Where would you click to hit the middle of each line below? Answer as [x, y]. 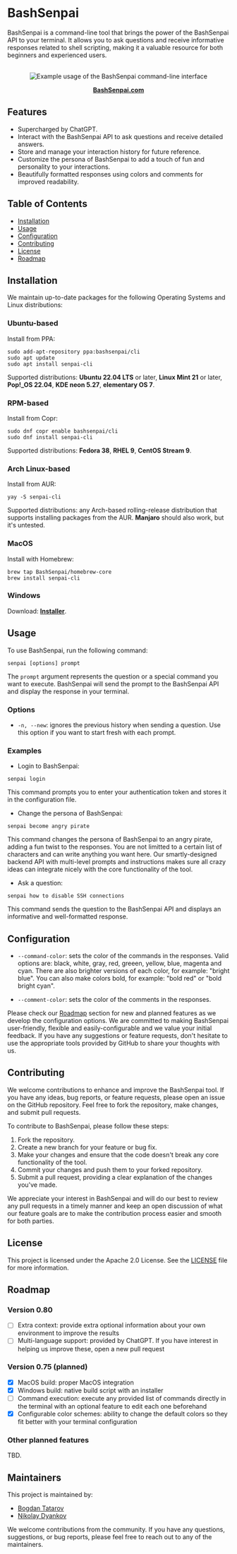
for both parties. [31, 1221]
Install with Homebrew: [41, 558]
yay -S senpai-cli [34, 497]
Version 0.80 [30, 1310]
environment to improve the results [68, 1333]
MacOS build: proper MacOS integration [75, 1382]
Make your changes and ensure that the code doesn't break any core [118, 1154]
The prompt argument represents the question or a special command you [113, 676]
